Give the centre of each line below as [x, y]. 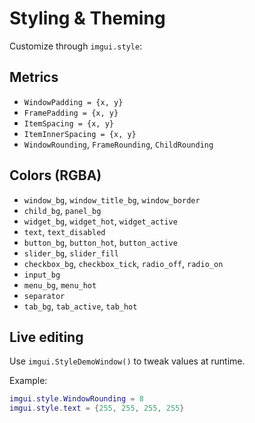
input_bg [42, 275]
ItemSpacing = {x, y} [68, 123]
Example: [28, 381]
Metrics [34, 77]
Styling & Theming [87, 18]
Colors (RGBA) [55, 175]
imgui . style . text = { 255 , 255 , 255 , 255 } [97, 408]
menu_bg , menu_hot [60, 284]
